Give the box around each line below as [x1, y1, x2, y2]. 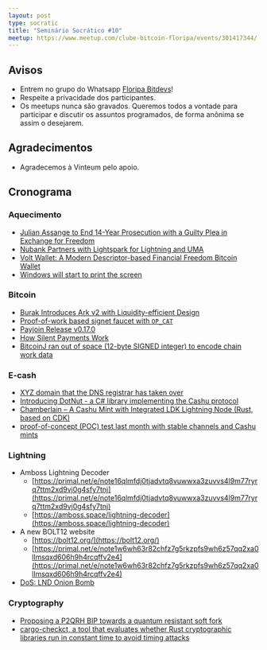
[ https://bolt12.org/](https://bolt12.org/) [31, 535, 161, 545]
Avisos [8, 63, 43, 76]
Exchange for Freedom [19, 235, 95, 245]
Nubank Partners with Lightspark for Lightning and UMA [19, 244, 204, 254]
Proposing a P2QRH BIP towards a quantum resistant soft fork [19, 616, 222, 625]
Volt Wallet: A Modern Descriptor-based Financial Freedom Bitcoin [19, 252, 238, 263]
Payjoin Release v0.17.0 [19, 324, 96, 334]
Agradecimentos [8, 141, 93, 155]
